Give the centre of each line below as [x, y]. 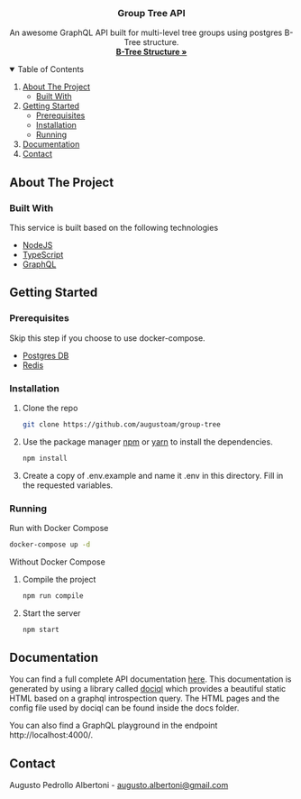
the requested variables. [68, 485]
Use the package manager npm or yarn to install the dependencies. [147, 441]
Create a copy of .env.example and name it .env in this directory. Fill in [153, 475]
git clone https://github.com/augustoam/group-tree [121, 424]
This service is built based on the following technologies [114, 227]
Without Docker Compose [57, 562]
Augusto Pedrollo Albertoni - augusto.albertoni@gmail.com [119, 785]
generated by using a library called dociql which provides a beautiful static [148, 689]
